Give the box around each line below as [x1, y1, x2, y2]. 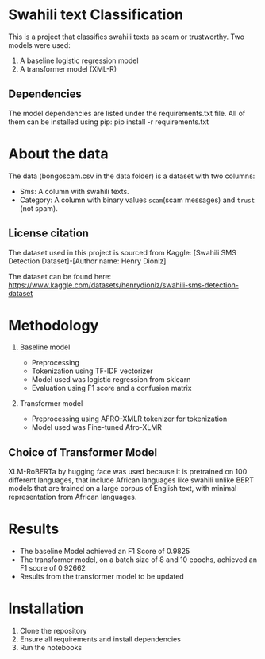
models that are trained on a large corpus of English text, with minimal [8, 484, 237, 493]
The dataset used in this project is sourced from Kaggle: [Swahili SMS [8, 248, 236, 257]
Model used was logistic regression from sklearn [31, 375, 191, 384]
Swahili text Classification [8, 6, 184, 24]
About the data [8, 145, 109, 162]
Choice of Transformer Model [8, 446, 157, 459]
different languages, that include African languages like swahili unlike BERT [8, 475, 255, 485]
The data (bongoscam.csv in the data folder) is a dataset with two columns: [8, 171, 255, 181]
